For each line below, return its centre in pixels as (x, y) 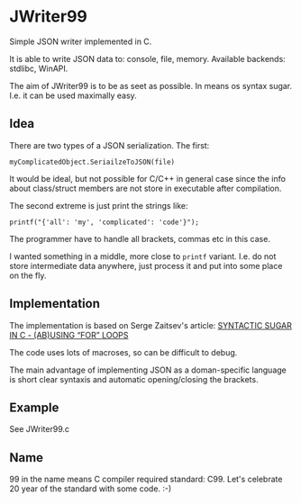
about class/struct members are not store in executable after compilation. (146, 188)
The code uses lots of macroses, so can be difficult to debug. (123, 352)
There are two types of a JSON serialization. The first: (109, 145)
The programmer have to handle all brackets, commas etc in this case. (140, 238)
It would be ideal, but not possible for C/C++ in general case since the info (148, 178)
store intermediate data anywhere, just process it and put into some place (146, 265)
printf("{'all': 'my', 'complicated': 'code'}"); (105, 222)
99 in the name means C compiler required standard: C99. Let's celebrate (146, 480)
